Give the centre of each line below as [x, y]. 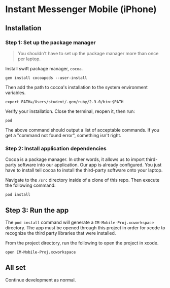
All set [15, 268]
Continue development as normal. [41, 280]
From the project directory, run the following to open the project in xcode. [82, 243]
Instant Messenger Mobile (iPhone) [81, 9]
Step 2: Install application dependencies [56, 148]
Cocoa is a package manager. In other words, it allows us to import [75, 159]
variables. [15, 93]
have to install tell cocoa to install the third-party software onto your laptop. [84, 170]
